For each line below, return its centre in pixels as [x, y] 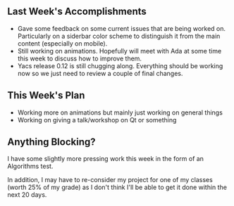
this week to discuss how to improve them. [80, 58]
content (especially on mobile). [62, 43]
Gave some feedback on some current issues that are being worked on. [122, 28]
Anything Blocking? [52, 142]
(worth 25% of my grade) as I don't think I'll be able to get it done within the [117, 187]
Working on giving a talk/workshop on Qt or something [97, 120]
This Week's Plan [46, 95]
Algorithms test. [30, 166]
